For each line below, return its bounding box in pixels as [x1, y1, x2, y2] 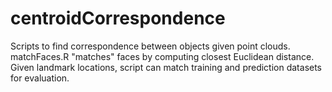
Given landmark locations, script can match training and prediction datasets [10, 61, 323, 73]
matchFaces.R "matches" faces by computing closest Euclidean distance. [10, 50, 315, 62]
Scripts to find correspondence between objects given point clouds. [10, 40, 291, 52]
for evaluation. [10, 72, 70, 84]
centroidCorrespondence [10, 7, 226, 30]
